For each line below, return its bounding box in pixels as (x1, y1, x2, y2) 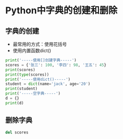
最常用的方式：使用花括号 (12, 41, 67, 47)
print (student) (5, 86, 38, 91)
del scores (5, 130, 29, 135)
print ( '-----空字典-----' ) (5, 91, 60, 96)
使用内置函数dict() (12, 48, 51, 54)
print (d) (5, 100, 24, 105)
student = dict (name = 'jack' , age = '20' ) (5, 81, 91, 87)
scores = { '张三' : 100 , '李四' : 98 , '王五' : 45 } (5, 62, 107, 67)
